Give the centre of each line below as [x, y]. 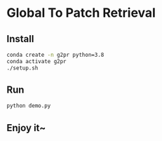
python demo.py [29, 106]
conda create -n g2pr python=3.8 [55, 55]
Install [20, 39]
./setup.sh [22, 68]
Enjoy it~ [26, 128]
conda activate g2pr [37, 61]
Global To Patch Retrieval [81, 13]
